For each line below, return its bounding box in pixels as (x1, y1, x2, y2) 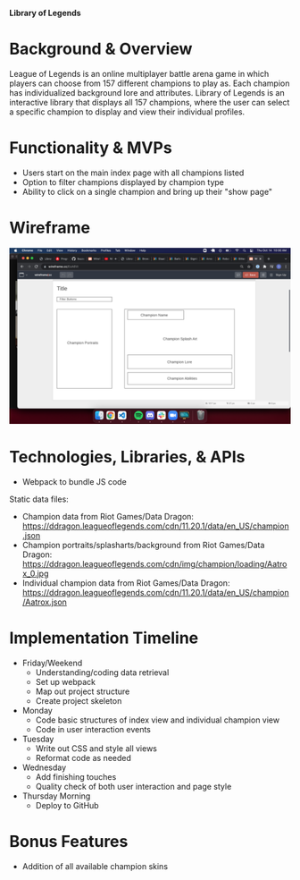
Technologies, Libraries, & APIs (9, 447, 246, 467)
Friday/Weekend (21, 657, 83, 668)
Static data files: (9, 494, 69, 504)
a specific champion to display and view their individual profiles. (9, 106, 246, 117)
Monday (21, 705, 54, 715)
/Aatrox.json (21, 597, 67, 607)
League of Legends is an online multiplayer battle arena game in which (9, 68, 270, 79)
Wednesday (21, 762, 67, 773)
